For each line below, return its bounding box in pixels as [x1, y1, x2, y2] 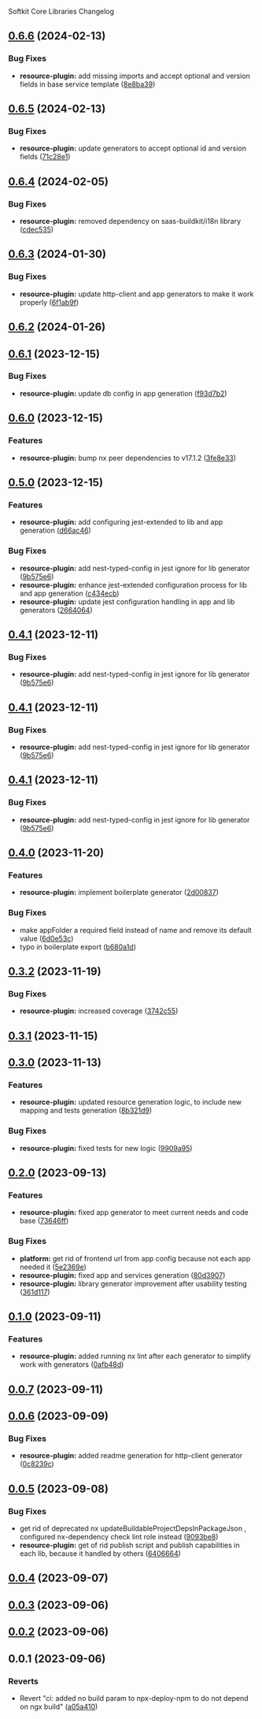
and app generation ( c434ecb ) [19, 588, 120, 598]
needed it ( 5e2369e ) [19, 1262, 87, 1272]
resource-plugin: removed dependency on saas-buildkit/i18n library [19, 217, 242, 226]
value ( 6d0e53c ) [19, 934, 74, 943]
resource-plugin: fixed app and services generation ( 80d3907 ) [19, 1270, 226, 1279]
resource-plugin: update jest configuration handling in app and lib [19, 596, 235, 606]
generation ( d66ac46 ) [19, 525, 92, 535]
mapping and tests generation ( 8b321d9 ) [19, 1106, 153, 1116]
